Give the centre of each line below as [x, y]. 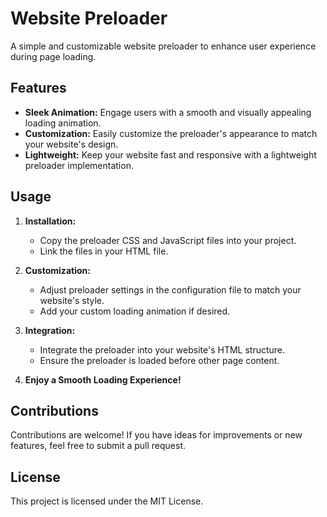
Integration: [50, 330]
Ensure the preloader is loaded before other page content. [159, 360]
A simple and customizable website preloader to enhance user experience [163, 46]
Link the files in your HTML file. [104, 251]
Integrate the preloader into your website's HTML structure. [162, 349]
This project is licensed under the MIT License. [107, 501]
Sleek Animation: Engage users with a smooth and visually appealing [168, 112]
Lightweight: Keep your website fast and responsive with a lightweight [170, 154]
